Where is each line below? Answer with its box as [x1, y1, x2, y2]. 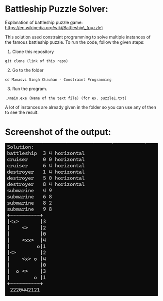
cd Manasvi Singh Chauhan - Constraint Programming [5, 77, 112, 82]
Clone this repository [12, 49, 54, 54]
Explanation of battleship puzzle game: [5, 19, 83, 25]
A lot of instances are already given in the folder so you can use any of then [5, 104, 157, 110]
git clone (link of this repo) [5, 58, 68, 64]
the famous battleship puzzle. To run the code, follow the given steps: [5, 39, 145, 45]
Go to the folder [12, 67, 44, 73]
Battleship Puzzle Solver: [5, 3, 108, 15]
